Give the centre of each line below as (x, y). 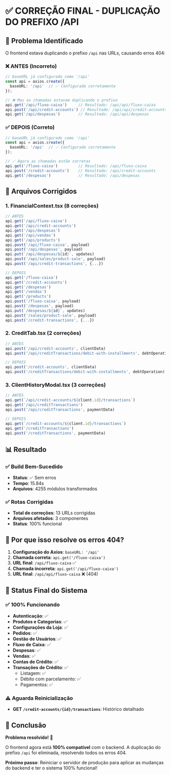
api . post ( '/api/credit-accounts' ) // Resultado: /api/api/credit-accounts (86, 109)
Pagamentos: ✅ (37, 684)
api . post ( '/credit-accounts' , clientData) (51, 367)
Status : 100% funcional (37, 524)
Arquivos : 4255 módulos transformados (55, 489)
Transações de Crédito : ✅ (40, 667)
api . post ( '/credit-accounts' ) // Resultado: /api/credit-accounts (81, 170)
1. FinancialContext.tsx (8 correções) (52, 206)
